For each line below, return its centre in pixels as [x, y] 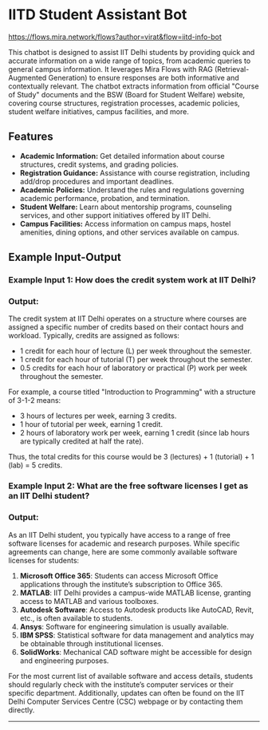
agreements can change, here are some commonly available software [123, 551]
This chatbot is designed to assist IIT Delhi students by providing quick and [132, 52]
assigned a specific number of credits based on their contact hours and [126, 327]
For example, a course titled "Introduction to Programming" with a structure [132, 392]
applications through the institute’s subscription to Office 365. [121, 584]
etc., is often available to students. [76, 618]
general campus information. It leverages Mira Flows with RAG [110, 69]
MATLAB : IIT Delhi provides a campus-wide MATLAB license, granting [135, 593]
